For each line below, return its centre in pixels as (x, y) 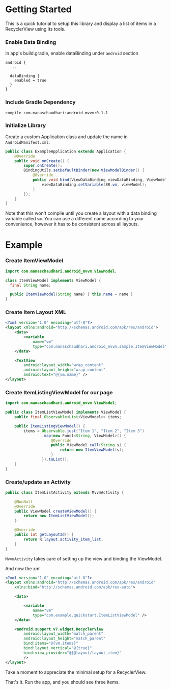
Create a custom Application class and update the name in (67, 137)
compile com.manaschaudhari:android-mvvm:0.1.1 (57, 113)
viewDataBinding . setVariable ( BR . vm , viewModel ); (94, 185)
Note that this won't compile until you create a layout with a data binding (81, 213)
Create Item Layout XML (36, 312)
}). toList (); (55, 459)
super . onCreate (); (43, 166)
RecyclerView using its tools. (35, 29)
